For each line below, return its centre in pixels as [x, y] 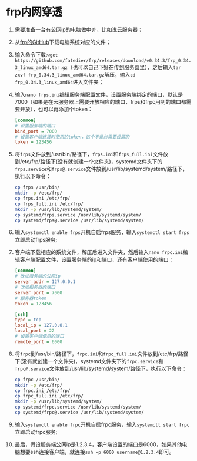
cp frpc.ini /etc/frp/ [42, 391]
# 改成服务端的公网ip [37, 276]
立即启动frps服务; [36, 240]
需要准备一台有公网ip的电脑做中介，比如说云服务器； [79, 29]
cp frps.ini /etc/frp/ [42, 199]
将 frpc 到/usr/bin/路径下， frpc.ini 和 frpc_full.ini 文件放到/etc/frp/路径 [101, 354]
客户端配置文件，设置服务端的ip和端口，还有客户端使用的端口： [97, 259]
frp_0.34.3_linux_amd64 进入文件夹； [59, 82]
